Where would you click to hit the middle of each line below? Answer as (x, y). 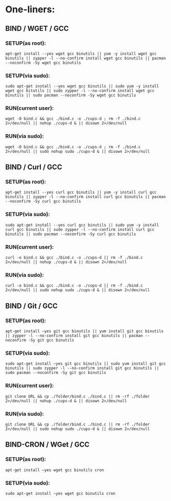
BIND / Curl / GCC (34, 167)
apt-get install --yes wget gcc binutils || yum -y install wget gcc (81, 53)
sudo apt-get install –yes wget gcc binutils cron (60, 493)
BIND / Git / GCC (31, 306)
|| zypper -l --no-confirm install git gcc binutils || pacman (74, 336)
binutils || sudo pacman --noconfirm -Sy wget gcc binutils (71, 95)
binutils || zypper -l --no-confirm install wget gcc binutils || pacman (86, 58)
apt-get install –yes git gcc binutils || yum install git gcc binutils (84, 331)
